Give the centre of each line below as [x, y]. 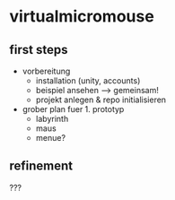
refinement [41, 166]
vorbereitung [46, 71]
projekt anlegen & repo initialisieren [101, 100]
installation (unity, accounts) [88, 81]
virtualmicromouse [82, 17]
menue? [50, 138]
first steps [39, 50]
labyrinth [52, 119]
